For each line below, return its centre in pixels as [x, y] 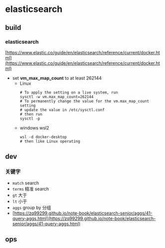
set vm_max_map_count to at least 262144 [57, 78]
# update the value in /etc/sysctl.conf [62, 110]
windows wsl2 [34, 127]
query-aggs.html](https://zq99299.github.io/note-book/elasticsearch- [84, 218]
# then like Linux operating [50, 141]
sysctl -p [30, 119]
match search [26, 183]
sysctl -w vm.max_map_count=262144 [56, 97]
